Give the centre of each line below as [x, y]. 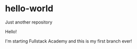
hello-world [29, 9]
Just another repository [29, 22]
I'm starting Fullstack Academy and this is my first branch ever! [68, 41]
